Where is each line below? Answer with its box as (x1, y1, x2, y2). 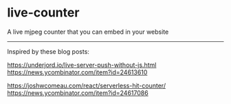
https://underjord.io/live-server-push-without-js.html (7, 61, 157, 69)
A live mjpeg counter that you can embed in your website (7, 28, 169, 36)
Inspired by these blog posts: (7, 47, 89, 56)
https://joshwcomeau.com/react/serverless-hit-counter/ (7, 81, 166, 90)
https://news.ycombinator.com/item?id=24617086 (7, 88, 149, 97)
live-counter (7, 5, 80, 21)
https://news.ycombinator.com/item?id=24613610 (7, 67, 148, 76)
